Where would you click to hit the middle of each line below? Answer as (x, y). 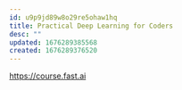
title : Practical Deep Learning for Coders (91, 26)
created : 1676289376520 (54, 51)
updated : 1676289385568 (54, 42)
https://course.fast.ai (48, 76)
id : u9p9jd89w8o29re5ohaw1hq (63, 17)
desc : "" (25, 34)
